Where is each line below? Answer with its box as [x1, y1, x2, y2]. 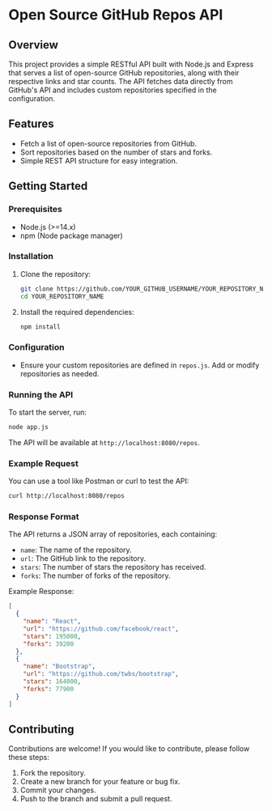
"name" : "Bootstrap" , [23, 662, 96, 671]
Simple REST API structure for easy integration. [19, 155, 178, 165]
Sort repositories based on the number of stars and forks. [19, 147, 213, 157]
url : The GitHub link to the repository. [19, 554, 147, 563]
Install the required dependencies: [19, 307, 135, 316]
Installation [8, 251, 54, 262]
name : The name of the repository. [19, 545, 132, 555]
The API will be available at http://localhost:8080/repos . [8, 437, 200, 447]
